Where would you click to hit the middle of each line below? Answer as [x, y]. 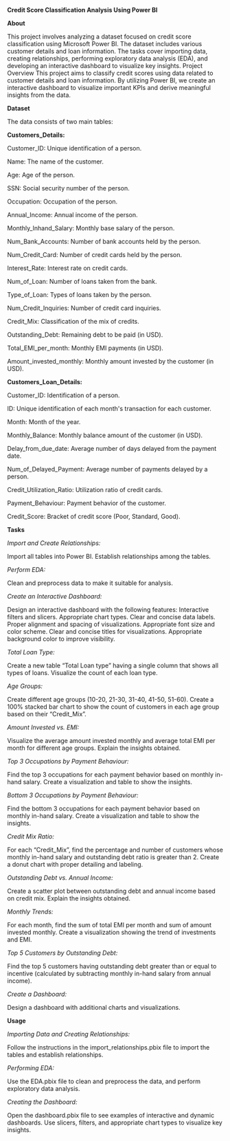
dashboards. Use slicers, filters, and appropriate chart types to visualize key [115, 1122]
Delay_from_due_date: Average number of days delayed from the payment [112, 448]
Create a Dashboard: [37, 994]
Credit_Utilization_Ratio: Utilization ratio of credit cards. [85, 490]
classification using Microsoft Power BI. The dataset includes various [105, 44]
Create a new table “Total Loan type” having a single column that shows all [113, 665]
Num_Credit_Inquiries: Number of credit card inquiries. [84, 308]
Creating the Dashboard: [42, 1102]
